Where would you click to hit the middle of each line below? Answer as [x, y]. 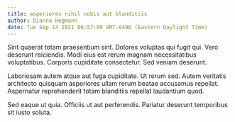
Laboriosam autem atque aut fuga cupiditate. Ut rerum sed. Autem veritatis [117, 76]
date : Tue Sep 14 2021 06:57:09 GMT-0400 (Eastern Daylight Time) [108, 27]
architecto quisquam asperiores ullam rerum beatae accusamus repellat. [113, 84]
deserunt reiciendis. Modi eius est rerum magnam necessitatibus [102, 55]
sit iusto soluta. [29, 112]
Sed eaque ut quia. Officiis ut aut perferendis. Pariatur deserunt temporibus [118, 105]
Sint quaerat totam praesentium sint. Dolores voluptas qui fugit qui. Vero [113, 48]
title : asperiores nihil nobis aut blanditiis [77, 14]
